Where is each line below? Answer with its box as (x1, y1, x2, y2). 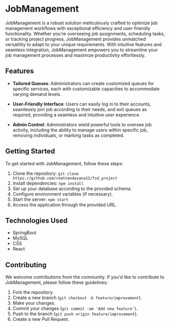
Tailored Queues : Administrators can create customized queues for (12, 80, 154, 86)
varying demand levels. (12, 91, 62, 97)
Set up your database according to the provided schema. (12, 186, 132, 192)
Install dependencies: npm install (12, 180, 84, 186)
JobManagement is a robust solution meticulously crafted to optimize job (5, 20, 158, 26)
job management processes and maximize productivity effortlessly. (5, 52, 146, 58)
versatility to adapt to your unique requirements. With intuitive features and (5, 41, 162, 47)
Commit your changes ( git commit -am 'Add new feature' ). (12, 305, 138, 312)
